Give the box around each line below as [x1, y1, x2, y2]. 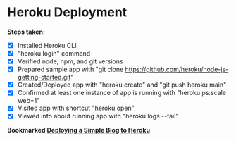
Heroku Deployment [7, 4, 128, 20]
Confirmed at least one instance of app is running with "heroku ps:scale [17, 89, 227, 97]
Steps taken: [7, 27, 46, 36]
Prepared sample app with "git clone [17, 65, 124, 74]
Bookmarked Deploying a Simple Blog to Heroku [7, 126, 150, 135]
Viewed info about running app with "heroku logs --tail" [17, 112, 179, 121]
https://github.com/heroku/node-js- [125, 65, 229, 74]
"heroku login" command [17, 49, 91, 57]
